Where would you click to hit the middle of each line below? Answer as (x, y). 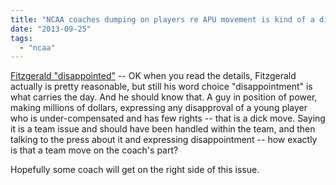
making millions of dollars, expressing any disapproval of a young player (159, 108)
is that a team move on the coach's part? (94, 150)
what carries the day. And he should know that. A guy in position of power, (164, 97)
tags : (21, 38)
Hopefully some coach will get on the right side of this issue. (135, 170)
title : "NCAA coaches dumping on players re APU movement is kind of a (162, 19)
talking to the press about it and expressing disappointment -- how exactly (164, 140)
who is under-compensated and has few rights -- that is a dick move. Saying (168, 118)
